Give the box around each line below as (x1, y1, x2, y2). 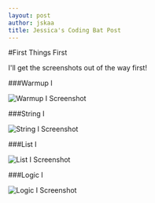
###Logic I (8, 171, 43, 180)
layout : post (8, 11, 51, 20)
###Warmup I (8, 78, 53, 88)
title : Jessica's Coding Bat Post (8, 26, 122, 34)
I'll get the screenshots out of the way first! (8, 63, 148, 73)
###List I (8, 140, 37, 149)
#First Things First (8, 48, 68, 58)
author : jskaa (8, 19, 55, 27)
